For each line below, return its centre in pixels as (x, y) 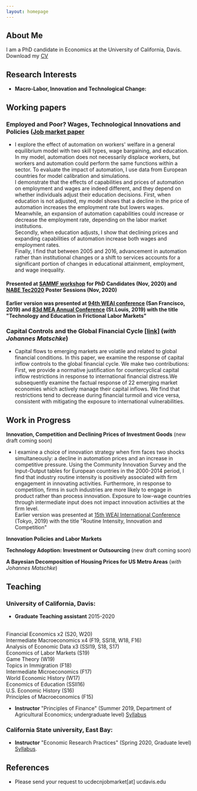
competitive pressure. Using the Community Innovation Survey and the (100, 465)
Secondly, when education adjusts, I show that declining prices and (96, 232)
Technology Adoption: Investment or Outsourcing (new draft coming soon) (98, 551)
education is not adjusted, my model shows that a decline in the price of (102, 201)
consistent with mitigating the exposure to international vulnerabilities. (99, 402)
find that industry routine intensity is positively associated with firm (96, 477)
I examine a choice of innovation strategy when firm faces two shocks (99, 452)
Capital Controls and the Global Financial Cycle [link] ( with (91, 331)
